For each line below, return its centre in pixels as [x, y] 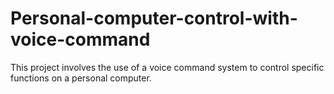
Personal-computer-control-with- [154, 18]
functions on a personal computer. [81, 78]
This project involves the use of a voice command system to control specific [167, 67]
